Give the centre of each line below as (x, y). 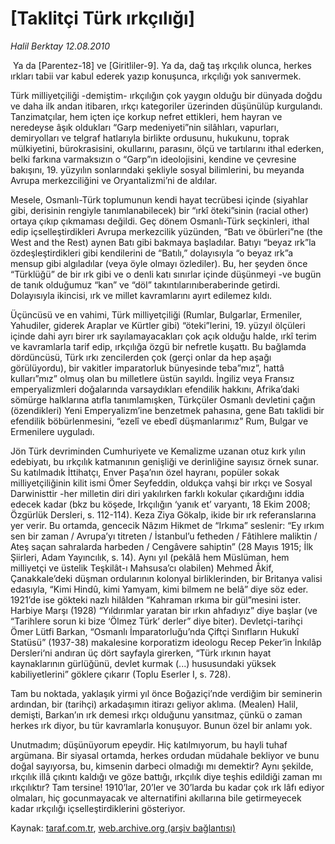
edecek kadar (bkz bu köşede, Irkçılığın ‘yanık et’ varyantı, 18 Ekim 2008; (160, 504)
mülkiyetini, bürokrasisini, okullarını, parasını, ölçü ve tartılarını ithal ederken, (167, 148)
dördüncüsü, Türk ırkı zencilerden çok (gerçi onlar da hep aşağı (141, 357)
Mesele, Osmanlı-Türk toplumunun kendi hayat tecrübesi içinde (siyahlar (159, 199)
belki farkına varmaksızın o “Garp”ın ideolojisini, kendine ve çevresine (153, 159)
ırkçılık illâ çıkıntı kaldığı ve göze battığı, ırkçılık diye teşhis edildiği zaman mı (166, 776)
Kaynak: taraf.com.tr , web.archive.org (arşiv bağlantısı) (123, 828)
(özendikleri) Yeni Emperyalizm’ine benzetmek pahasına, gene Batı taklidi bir (167, 410)
